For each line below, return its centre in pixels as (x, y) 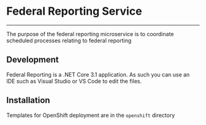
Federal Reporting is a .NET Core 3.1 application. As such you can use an (98, 74)
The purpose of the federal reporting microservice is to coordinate (90, 34)
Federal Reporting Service (74, 11)
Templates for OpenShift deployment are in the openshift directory (91, 115)
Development (33, 60)
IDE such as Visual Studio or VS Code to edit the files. (74, 81)
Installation (28, 100)
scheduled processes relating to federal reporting (69, 40)
